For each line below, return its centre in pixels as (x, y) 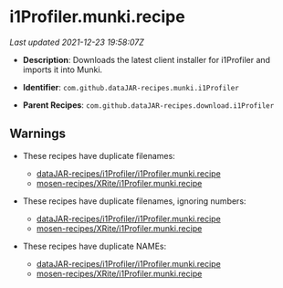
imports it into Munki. (63, 69)
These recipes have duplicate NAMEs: (94, 246)
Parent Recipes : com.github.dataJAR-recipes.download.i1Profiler (148, 105)
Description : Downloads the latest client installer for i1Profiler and (147, 59)
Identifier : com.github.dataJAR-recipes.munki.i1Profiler (131, 87)
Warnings (38, 134)
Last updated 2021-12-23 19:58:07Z (77, 42)
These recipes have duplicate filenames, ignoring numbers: (134, 201)
